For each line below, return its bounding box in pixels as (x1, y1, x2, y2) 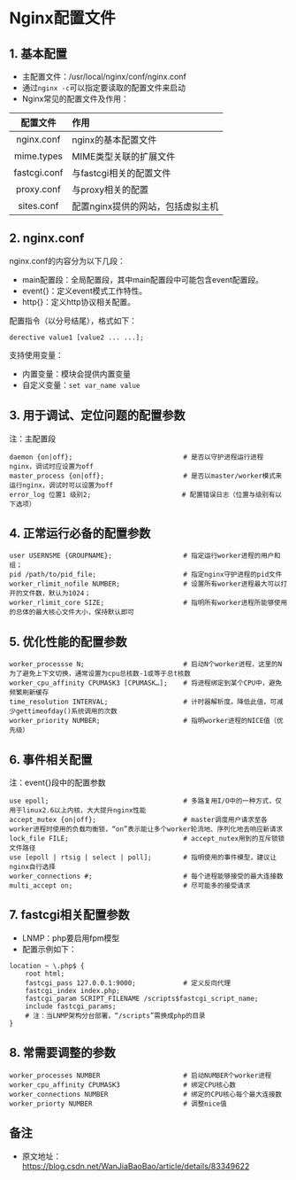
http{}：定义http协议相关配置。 (21, 296, 135, 307)
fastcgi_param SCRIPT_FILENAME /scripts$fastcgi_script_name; (25, 994, 259, 1003)
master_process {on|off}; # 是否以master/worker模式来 (9, 471, 283, 480)
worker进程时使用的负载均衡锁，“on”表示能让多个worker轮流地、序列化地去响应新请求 (9, 825, 284, 834)
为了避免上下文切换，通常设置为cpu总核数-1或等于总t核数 (9, 670, 192, 679)
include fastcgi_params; (25, 1002, 117, 1011)
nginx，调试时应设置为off (9, 462, 95, 470)
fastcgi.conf (13, 167, 64, 178)
